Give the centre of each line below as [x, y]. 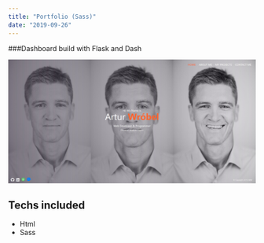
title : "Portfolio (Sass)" [52, 17]
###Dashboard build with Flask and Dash [75, 48]
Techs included [46, 205]
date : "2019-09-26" [40, 25]
